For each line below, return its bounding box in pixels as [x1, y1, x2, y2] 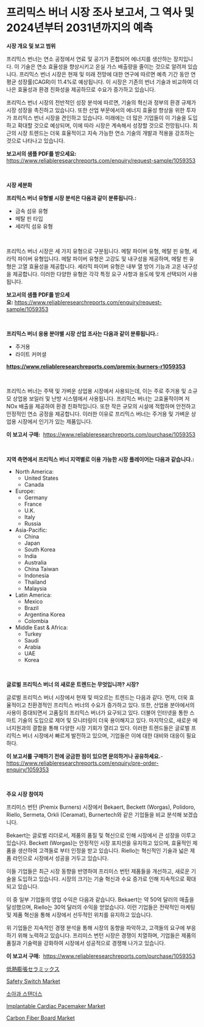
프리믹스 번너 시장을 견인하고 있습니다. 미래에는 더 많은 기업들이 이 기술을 [12, 114, 187, 121]
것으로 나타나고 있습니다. [6, 137, 65, 144]
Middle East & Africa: [15, 624, 68, 631]
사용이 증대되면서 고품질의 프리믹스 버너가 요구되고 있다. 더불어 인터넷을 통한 [6, 709, 189, 716]
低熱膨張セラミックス [6, 965, 60, 973]
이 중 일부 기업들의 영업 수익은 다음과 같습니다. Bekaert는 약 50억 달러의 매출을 [6, 896, 195, 903]
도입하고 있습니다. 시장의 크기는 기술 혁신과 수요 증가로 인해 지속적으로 [17, 875, 185, 882]
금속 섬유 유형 [15, 207, 48, 215]
